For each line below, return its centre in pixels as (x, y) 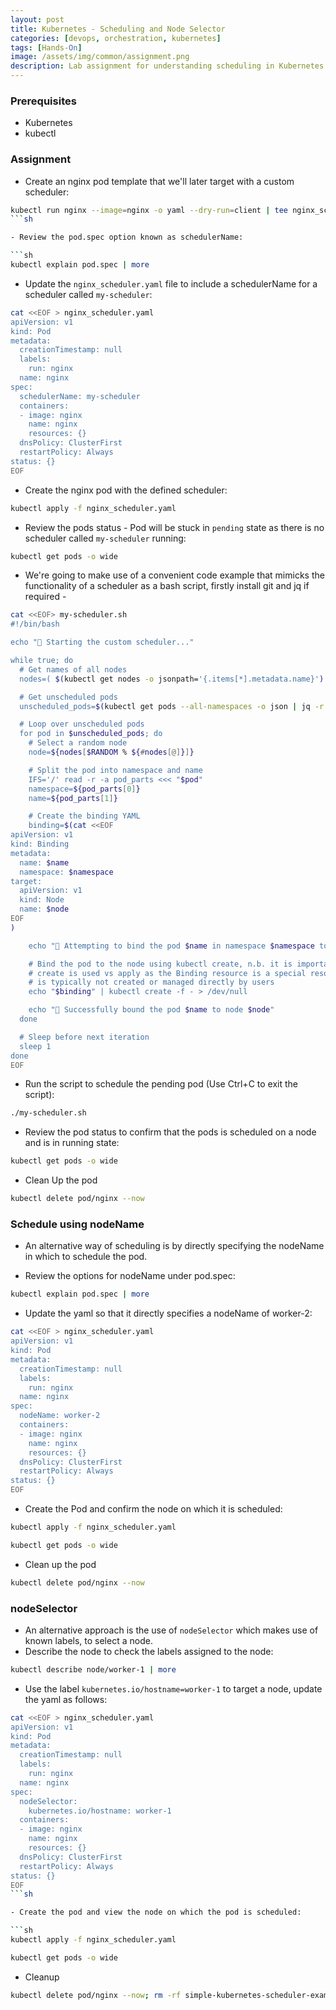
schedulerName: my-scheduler (80, 396)
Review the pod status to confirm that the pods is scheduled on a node (170, 1132)
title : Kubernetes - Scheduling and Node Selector (118, 29)
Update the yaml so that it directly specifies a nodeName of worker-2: (168, 1313)
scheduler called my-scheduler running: (105, 538)
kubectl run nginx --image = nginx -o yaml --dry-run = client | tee (149, 210)
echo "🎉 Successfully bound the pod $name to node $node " (151, 1010)
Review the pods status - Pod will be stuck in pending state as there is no (174, 527)
